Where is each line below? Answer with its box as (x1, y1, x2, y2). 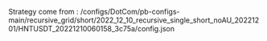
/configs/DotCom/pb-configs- (80, 7, 180, 16)
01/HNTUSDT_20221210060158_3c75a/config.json (8, 24, 175, 33)
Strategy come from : (8, 7, 79, 16)
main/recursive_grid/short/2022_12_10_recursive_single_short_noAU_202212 (8, 15, 260, 25)
